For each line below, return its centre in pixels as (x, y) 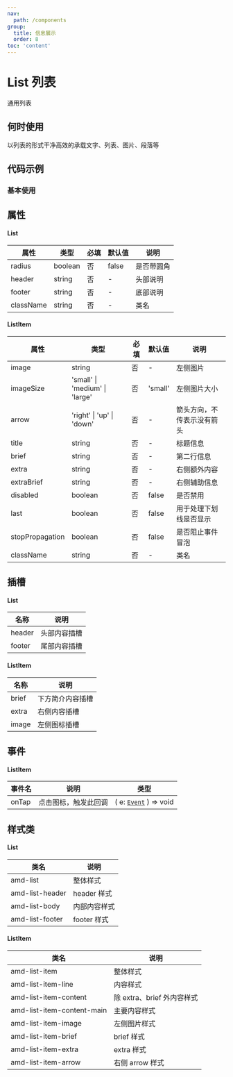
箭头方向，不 (197, 409)
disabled (25, 495)
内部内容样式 (94, 906)
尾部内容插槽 (62, 646)
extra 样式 (130, 1050)
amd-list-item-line (42, 985)
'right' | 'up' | (93, 415)
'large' (82, 396)
